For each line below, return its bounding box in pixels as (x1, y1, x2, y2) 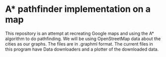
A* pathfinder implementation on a (5, 3, 151, 15)
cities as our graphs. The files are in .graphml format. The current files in (5, 41, 154, 47)
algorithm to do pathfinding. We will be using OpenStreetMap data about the (5, 36, 161, 42)
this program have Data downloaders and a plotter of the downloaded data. (5, 46, 159, 52)
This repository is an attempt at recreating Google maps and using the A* (5, 30, 155, 36)
